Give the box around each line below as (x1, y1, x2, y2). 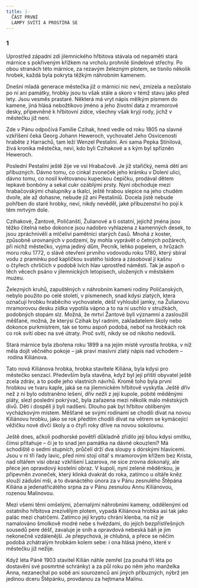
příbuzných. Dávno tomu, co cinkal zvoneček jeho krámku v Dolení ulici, (6, 168, 181, 176)
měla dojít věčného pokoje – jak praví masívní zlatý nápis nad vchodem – (6, 347, 183, 355)
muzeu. (6, 274, 25, 281)
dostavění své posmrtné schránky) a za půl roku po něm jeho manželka (6, 563, 180, 570)
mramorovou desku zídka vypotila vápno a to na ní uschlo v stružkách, (6, 304, 178, 311)
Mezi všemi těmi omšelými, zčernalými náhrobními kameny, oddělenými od (6, 501, 189, 508)
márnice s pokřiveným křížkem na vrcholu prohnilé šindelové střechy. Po (6, 59, 183, 66)
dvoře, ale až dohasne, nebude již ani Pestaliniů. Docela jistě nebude (6, 193, 173, 201)
